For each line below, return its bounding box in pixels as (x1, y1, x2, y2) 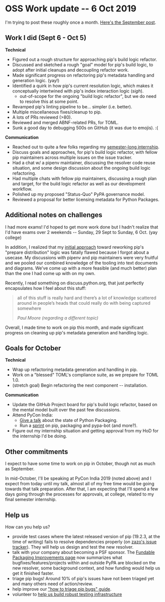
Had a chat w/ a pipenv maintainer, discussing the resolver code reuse (12, 159, 156, 166)
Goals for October (5, 344, 61, 352)
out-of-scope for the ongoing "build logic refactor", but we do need (19, 93, 157, 99)
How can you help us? (5, 524, 50, 530)
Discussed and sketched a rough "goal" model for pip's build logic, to (12, 61, 154, 67)
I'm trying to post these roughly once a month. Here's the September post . (5, 19, 157, 25)
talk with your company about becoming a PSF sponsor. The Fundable (12, 550, 155, 555)
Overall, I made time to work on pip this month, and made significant (5, 324, 144, 330)
